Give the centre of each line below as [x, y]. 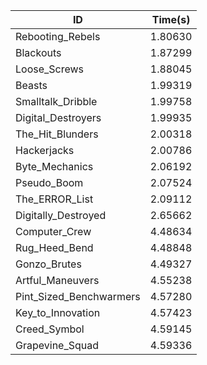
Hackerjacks [45, 150]
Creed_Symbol [50, 329]
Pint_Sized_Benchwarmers [78, 296]
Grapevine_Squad [57, 345]
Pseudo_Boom [49, 182]
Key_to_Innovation [58, 312]
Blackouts [38, 52]
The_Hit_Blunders [57, 134]
